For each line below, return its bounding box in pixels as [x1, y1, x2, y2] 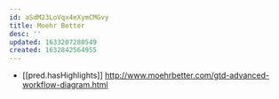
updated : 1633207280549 [9, 37, 98, 47]
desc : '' [9, 29, 42, 38]
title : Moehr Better [9, 21, 86, 30]
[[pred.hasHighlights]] [21, 70, 104, 80]
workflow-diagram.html [21, 80, 108, 90]
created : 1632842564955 [9, 46, 98, 55]
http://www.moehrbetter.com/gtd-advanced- [105, 70, 270, 80]
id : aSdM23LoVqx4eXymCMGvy [9, 12, 109, 22]
